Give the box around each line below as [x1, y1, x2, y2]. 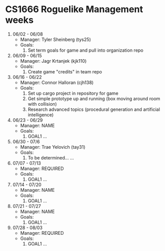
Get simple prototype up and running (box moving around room [27, 95, 160, 102]
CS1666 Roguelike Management [5, 4, 143, 15]
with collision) [27, 101, 57, 107]
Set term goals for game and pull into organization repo [27, 47, 144, 53]
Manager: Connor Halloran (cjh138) [20, 79, 94, 86]
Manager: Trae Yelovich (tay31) [20, 144, 86, 150]
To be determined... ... [27, 154, 74, 160]
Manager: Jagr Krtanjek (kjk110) [20, 58, 87, 64]
